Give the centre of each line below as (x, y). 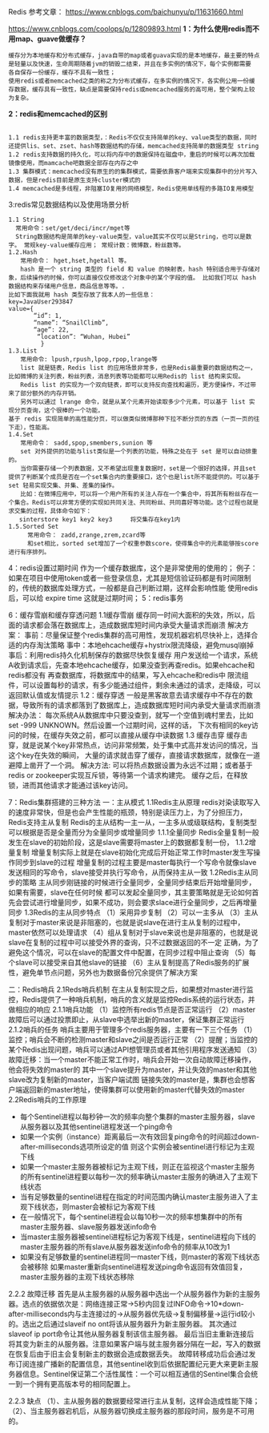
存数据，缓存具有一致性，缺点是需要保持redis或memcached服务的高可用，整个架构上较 (132, 90)
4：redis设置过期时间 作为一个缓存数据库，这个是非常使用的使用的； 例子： (133, 568)
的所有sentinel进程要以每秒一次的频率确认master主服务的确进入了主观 (135, 1177)
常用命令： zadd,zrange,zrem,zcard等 (87, 535)
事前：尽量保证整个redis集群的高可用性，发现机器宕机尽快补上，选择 (137, 635)
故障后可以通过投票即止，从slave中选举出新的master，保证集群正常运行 (126, 1019)
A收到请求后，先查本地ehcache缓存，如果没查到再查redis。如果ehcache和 (131, 665)
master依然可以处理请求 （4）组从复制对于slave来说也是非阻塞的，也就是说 (133, 932)
